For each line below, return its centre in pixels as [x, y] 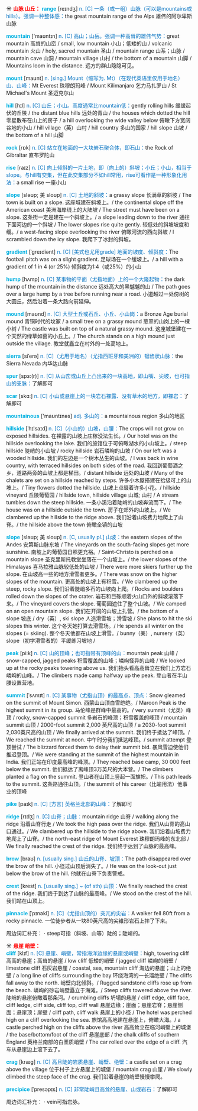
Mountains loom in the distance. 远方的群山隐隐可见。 [72, 66]
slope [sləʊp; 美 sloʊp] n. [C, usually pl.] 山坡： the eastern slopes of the [94, 537]
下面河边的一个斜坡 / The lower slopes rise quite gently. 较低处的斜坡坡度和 [98, 224]
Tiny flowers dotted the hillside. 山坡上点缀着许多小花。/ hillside [102, 488]
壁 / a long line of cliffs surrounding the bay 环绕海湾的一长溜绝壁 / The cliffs [99, 975]
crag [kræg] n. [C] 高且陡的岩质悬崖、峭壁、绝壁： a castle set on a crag [94, 1062]
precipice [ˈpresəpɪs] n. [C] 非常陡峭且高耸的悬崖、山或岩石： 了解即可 [92, 1089]
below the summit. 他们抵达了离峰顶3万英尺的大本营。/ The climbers [90, 769]
